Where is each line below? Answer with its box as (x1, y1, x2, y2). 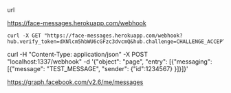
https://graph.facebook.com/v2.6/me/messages (7, 78, 144, 86)
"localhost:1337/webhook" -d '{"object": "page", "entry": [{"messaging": (7, 57, 212, 66)
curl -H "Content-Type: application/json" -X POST (7, 51, 148, 58)
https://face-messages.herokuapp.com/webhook (7, 19, 146, 27)
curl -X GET (7, 32, 41, 39)
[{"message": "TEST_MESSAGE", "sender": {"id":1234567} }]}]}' (7, 65, 188, 72)
